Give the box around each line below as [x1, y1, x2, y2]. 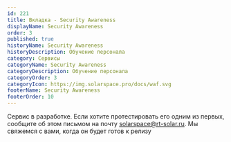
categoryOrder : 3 [7, 74, 57, 81]
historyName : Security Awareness [7, 42, 104, 49]
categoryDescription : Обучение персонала [7, 68, 129, 74]
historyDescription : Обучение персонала [7, 49, 126, 56]
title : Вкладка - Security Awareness [7, 17, 116, 23]
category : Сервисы [7, 55, 60, 62]
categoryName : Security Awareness [7, 61, 107, 68]
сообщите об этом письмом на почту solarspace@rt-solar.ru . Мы [7, 120, 198, 128]
